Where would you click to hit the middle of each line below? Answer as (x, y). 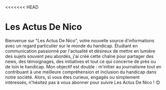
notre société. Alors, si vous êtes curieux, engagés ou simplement (72, 77)
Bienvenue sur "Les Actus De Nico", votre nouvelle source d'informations (80, 40)
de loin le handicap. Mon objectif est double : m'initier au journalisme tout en (83, 66)
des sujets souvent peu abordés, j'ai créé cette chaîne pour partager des (79, 56)
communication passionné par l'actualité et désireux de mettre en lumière (80, 51)
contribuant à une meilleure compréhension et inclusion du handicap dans (81, 72)
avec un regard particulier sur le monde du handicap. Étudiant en (71, 46)
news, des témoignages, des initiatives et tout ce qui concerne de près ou (81, 61)
